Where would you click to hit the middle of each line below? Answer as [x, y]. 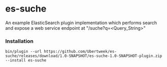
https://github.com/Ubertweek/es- [80, 52]
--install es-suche [26, 60]
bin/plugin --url [24, 52]
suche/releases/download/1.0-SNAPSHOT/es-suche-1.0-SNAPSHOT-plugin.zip [84, 56]
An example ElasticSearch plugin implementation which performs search [81, 23]
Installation [20, 41]
